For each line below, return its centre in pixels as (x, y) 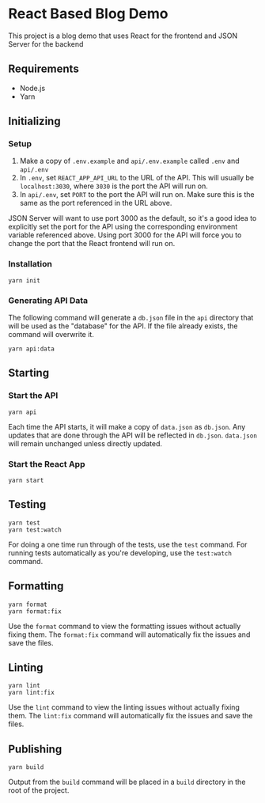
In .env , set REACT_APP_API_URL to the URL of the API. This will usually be (137, 178)
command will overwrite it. (51, 335)
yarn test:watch (35, 530)
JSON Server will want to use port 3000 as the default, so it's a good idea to (132, 218)
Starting (29, 373)
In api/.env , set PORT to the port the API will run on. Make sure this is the (137, 195)
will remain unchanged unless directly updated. (85, 443)
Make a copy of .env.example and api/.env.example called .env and (129, 161)
